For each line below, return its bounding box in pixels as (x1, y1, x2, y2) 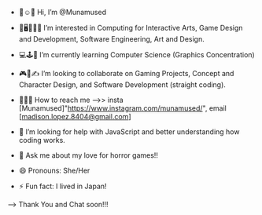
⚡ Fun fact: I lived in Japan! (18, 181, 107, 191)
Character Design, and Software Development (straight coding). (18, 80, 226, 89)
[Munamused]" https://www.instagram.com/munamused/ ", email (18, 104, 227, 113)
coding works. (18, 136, 66, 144)
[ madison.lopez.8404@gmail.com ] (18, 112, 131, 121)
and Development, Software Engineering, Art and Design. (18, 35, 205, 43)
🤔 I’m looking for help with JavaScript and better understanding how (18, 127, 240, 137)
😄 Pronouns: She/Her (18, 166, 90, 175)
